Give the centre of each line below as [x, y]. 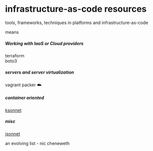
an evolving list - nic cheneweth [37, 143]
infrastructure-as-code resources [76, 9]
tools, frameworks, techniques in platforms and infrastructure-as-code [77, 23]
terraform [15, 55]
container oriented [25, 98]
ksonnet [13, 110]
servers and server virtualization [40, 72]
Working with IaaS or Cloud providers [44, 43]
